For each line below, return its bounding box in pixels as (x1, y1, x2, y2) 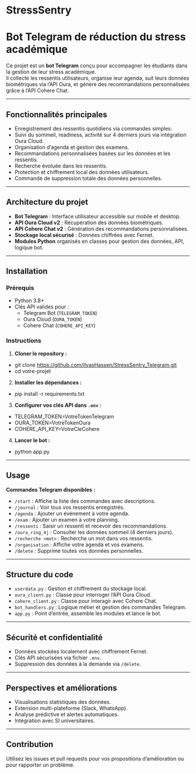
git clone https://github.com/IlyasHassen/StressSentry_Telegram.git (14, 361, 177, 368)
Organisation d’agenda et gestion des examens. (14, 143, 129, 150)
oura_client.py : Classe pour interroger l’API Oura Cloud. (14, 591, 152, 598)
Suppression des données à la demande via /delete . (14, 660, 141, 667)
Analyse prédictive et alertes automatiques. (14, 711, 119, 718)
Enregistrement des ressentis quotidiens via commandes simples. (14, 125, 173, 132)
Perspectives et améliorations (6, 683, 118, 693)
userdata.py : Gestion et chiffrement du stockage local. (14, 585, 148, 592)
